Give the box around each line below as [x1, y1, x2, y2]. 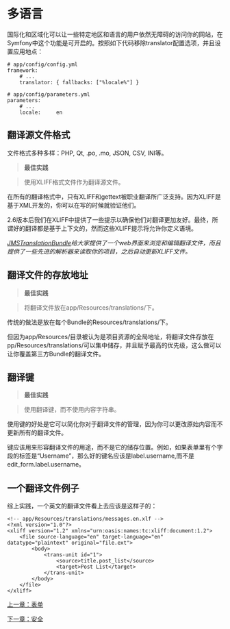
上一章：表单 [7, 600, 43, 608]
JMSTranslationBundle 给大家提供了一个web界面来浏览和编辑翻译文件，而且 [7, 238, 221, 247]
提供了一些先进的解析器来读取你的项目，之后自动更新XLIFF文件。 [7, 247, 192, 256]
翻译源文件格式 [7, 129, 71, 141]
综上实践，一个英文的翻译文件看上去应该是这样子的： [7, 502, 157, 510]
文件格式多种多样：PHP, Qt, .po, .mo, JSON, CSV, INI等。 [7, 149, 168, 157]
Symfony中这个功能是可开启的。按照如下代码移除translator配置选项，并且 [7, 38, 215, 47]
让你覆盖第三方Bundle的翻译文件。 [7, 349, 105, 358]
